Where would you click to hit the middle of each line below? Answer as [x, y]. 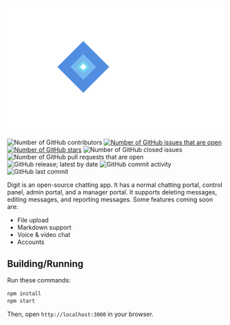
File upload [33, 220]
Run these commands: [39, 280]
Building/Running [45, 264]
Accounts [31, 242]
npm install [24, 294]
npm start [21, 301]
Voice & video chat [44, 235]
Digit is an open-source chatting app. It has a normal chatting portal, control [115, 185]
